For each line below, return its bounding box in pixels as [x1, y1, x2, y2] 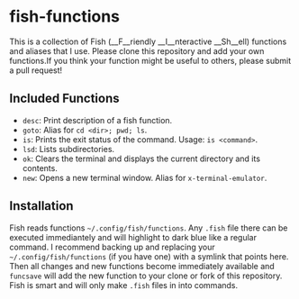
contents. [22, 162, 59, 173]
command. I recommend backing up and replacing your [9, 241, 215, 252]
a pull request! [9, 65, 63, 76]
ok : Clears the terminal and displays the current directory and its [22, 153, 261, 164]
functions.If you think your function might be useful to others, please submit [9, 55, 292, 66]
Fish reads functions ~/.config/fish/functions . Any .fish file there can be [9, 222, 288, 233]
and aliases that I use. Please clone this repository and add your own [9, 45, 265, 56]
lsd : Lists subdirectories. [22, 143, 115, 154]
